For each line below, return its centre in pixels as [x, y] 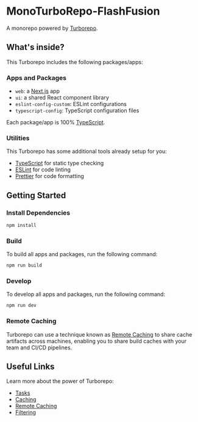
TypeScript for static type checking [59, 163]
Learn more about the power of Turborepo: [60, 381]
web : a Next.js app [37, 91]
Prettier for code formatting [49, 176]
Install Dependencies [38, 213]
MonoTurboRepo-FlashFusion [83, 11]
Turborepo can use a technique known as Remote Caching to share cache [99, 334]
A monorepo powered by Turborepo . [52, 28]
